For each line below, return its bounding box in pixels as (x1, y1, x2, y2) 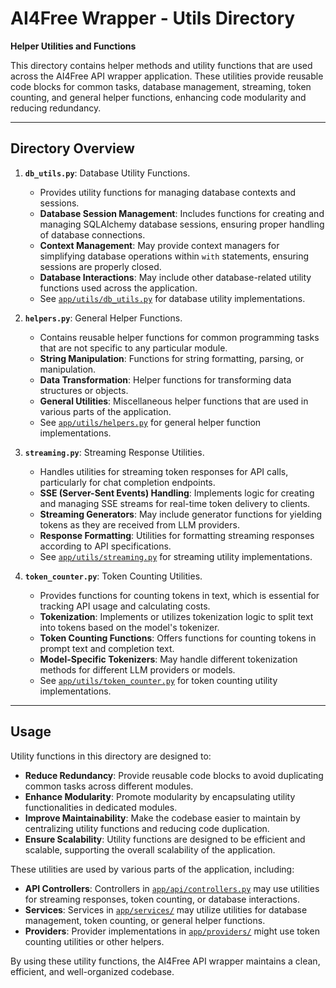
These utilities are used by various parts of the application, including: (10, 863, 295, 875)
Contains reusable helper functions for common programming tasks (39, 331, 320, 343)
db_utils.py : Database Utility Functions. (24, 167, 191, 179)
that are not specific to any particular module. (39, 342, 228, 354)
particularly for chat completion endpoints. (39, 476, 216, 488)
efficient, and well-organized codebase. (10, 965, 175, 977)
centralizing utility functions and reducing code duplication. (24, 822, 270, 834)
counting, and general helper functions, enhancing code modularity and (10, 91, 307, 103)
